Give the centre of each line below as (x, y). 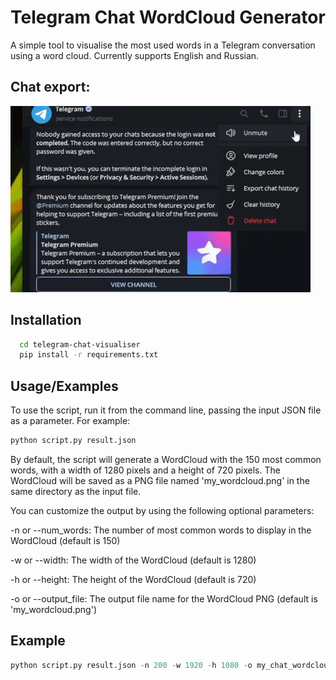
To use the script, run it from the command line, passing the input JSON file (166, 410)
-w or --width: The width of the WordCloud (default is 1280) (133, 560)
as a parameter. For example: (70, 421)
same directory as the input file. (76, 491)
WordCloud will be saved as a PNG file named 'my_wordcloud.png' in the (160, 480)
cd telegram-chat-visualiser (80, 344)
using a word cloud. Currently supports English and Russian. (135, 55)
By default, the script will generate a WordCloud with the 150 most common (166, 459)
